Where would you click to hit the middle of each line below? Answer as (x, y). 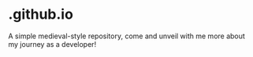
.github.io (41, 14)
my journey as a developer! (52, 44)
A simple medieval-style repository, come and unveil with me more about (127, 36)
